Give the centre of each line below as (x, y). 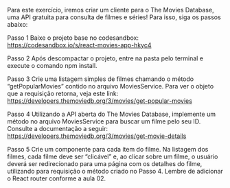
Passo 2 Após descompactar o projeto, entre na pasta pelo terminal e (105, 58)
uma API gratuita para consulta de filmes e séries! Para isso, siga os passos (114, 17)
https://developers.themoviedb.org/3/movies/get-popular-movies (100, 101)
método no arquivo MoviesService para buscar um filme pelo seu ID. (104, 121)
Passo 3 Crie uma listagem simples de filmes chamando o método (101, 79)
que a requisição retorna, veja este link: (63, 93)
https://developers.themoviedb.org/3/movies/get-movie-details (97, 136)
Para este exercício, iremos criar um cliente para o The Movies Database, (111, 10)
